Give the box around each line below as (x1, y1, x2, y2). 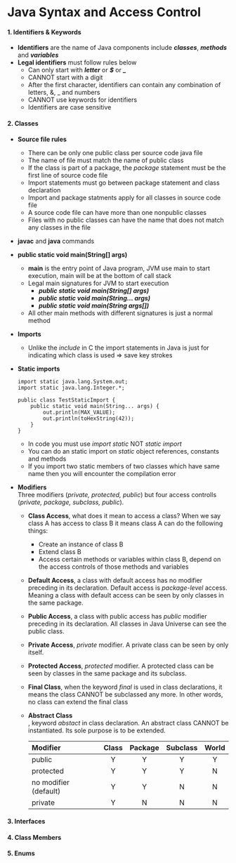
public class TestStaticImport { (17, 396, 116, 404)
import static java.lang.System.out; (17, 378, 129, 385)
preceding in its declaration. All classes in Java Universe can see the (27, 619, 227, 628)
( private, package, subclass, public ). (17, 498, 124, 506)
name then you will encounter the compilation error (27, 469, 177, 477)
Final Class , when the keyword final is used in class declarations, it (27, 683, 223, 691)
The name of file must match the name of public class (27, 156, 184, 164)
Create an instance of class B (38, 540, 124, 548)
